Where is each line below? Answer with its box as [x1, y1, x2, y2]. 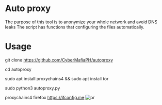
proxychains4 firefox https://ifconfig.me [5, 94, 85, 100]
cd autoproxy [5, 66, 32, 72]
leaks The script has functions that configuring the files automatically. [5, 24, 145, 30]
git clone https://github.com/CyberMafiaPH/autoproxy [5, 57, 113, 63]
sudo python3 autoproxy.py [5, 85, 60, 91]
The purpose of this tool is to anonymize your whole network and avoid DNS [5, 19, 158, 25]
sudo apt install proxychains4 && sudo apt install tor [5, 75, 109, 81]
